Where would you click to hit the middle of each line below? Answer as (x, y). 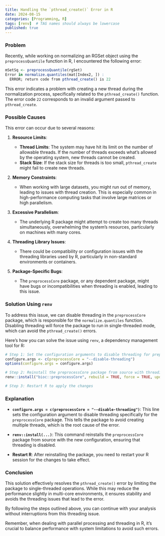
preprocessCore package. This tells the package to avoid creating (78, 420)
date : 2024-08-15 (23, 14)
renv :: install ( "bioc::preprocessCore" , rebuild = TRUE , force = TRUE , (79, 377)
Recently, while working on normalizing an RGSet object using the (72, 56)
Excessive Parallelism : (35, 212)
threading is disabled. (34, 445)
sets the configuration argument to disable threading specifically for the (85, 415)
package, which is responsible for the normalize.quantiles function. (74, 320)
